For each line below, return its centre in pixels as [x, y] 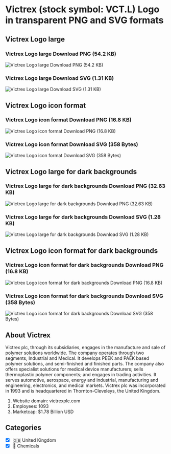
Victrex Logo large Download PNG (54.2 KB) [61, 54]
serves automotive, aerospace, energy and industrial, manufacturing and [82, 380]
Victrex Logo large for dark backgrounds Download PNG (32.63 [86, 186]
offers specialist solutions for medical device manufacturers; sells [75, 369]
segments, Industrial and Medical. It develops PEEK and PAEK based [77, 358]
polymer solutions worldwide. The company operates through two [75, 353]
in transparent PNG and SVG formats [84, 20]
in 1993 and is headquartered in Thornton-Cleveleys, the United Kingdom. [83, 391]
